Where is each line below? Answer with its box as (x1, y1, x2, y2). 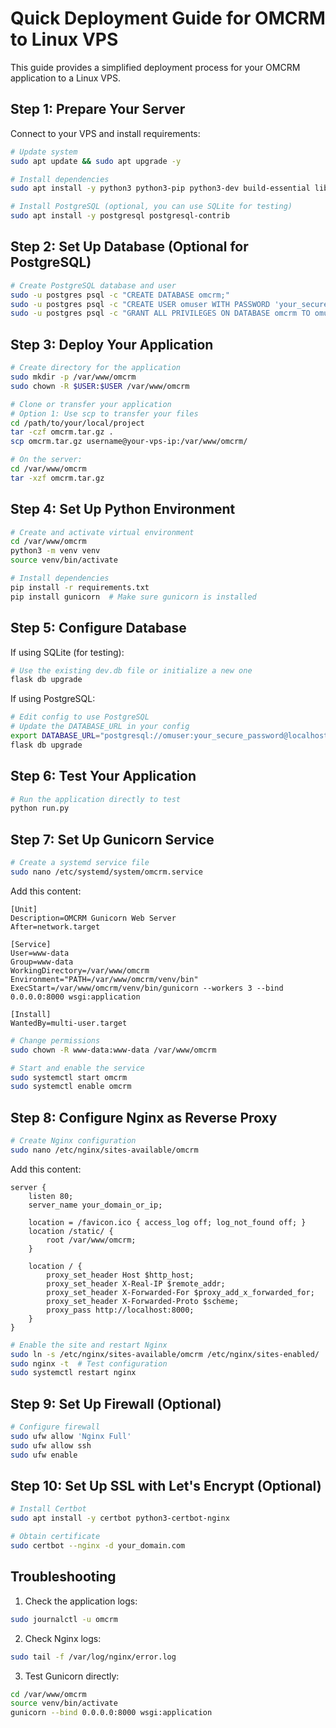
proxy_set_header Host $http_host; (46, 1270, 195, 1280)
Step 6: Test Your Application (10, 768, 197, 785)
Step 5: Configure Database (10, 620, 187, 637)
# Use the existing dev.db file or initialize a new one (10, 665, 253, 676)
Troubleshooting (10, 1568, 117, 1586)
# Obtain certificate (10, 1532, 101, 1542)
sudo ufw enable (10, 1450, 78, 1460)
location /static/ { (28, 1226, 114, 1236)
